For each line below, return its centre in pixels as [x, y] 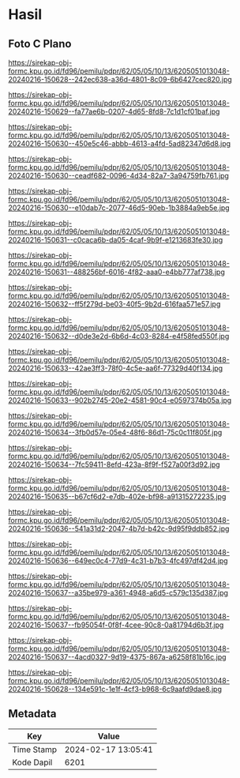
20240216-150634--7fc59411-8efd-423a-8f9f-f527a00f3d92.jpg [114, 464]
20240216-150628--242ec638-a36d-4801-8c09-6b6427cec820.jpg [120, 79]
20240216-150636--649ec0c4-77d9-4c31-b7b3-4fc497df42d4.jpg [118, 561]
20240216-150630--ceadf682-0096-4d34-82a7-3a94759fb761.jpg [118, 176]
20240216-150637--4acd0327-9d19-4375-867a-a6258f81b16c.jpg [117, 657]
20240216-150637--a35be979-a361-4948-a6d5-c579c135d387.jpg [118, 593]
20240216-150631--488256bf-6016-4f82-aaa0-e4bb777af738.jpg [116, 272]
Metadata [32, 714]
